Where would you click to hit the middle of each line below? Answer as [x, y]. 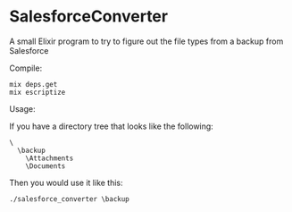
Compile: [26, 68]
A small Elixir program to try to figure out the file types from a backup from [146, 41]
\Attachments [50, 158]
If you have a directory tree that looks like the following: [112, 126]
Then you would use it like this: [66, 182]
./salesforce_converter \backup [69, 199]
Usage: [22, 108]
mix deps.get [33, 84]
